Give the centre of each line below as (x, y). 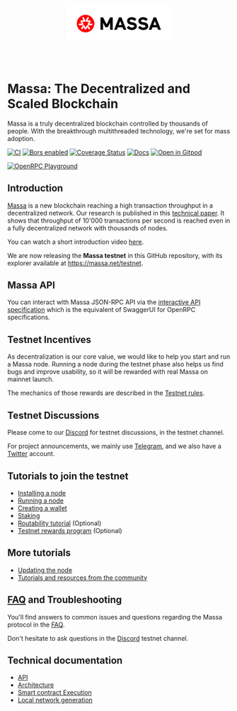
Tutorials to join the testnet (68, 476)
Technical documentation (65, 660)
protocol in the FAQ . (36, 625)
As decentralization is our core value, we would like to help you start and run (119, 357)
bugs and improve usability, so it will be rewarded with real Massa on (108, 372)
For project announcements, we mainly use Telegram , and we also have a (114, 446)
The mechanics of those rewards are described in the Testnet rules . (106, 393)
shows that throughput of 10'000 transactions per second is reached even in (119, 220)
